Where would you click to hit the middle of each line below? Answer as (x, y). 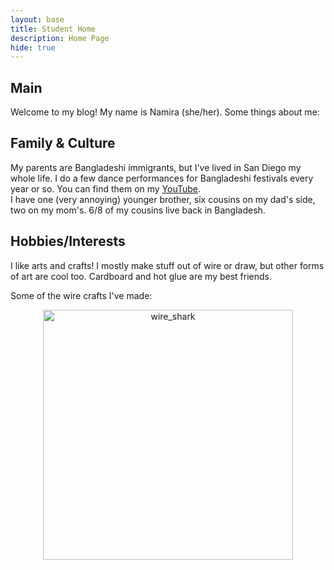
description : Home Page (60, 38)
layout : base (37, 19)
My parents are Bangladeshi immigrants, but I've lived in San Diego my (156, 167)
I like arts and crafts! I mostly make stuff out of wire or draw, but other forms (167, 265)
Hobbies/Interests (68, 241)
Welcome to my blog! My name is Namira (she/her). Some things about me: (165, 112)
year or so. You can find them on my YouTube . (106, 188)
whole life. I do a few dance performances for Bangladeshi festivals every (162, 178)
